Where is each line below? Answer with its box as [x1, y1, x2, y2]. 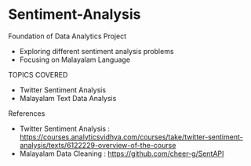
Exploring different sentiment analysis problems [19, 46, 174, 56]
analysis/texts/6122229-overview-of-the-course [19, 140, 176, 150]
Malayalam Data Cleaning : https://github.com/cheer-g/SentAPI [19, 149, 224, 158]
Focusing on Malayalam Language [19, 55, 131, 64]
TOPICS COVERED [8, 70, 68, 79]
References [8, 108, 45, 118]
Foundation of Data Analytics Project [8, 31, 127, 41]
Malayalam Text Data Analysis [19, 93, 117, 103]
